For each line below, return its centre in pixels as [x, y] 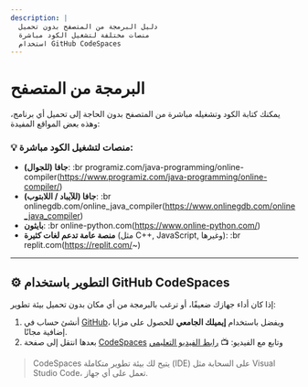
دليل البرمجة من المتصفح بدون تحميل [88, 27]
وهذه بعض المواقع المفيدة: [55, 124]
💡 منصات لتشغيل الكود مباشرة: [72, 147]
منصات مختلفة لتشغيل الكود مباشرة [84, 35]
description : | [39, 18]
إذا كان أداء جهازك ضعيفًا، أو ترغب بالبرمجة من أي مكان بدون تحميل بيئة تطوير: [143, 305]
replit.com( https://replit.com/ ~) [82, 245]
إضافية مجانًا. [45, 332]
